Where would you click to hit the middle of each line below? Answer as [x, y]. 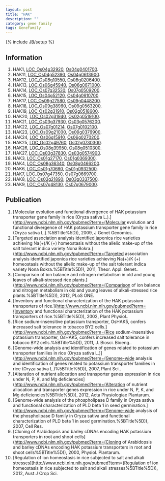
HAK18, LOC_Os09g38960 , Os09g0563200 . [57, 106]
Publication [23, 200]
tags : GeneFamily [23, 28]
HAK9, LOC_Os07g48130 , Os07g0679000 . [55, 184]
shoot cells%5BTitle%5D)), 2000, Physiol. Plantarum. [67, 452]
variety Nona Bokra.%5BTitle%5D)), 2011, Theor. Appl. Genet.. [76, 269]
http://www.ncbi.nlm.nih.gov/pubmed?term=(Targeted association [81, 254]
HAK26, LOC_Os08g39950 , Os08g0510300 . [57, 148]
